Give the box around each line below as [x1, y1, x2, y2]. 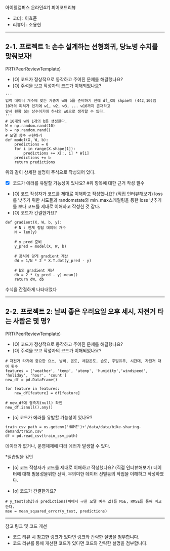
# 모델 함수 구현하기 [5, 133, 42, 138]
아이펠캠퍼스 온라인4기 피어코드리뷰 [5, 5, 76, 10]
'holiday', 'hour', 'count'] [5, 373, 67, 378]
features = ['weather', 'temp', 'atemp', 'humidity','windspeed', [5, 368, 148, 374]
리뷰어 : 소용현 [12, 22, 41, 27]
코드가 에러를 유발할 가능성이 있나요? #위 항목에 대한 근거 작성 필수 [12, 179, 145, 186]
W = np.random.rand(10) [5, 123, 56, 128]
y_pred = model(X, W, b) [14, 244, 67, 249]
